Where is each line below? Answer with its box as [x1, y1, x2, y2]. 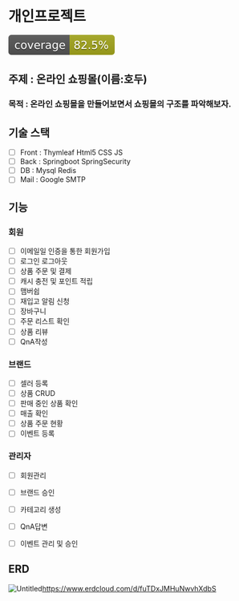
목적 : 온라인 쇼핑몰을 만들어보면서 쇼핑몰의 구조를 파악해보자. [8, 99, 232, 110]
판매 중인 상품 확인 [19, 398, 79, 409]
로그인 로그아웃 [19, 256, 68, 266]
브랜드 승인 [19, 487, 55, 497]
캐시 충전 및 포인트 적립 [19, 276, 94, 286]
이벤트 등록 [19, 429, 55, 438]
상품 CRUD [19, 388, 56, 397]
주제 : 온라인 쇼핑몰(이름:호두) [8, 73, 148, 87]
